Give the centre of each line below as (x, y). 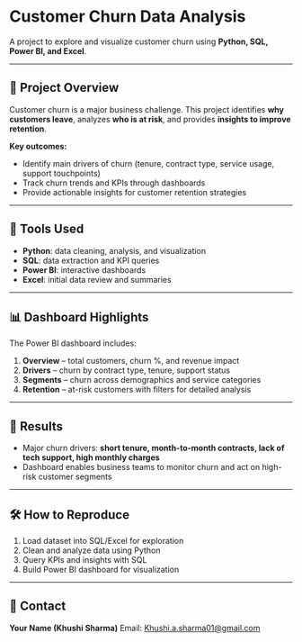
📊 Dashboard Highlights (79, 317)
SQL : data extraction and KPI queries (91, 260)
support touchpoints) (61, 173)
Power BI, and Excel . (48, 50)
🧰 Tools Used (47, 229)
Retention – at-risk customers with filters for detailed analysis (137, 390)
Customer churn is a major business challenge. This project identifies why (147, 109)
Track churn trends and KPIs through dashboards (114, 183)
